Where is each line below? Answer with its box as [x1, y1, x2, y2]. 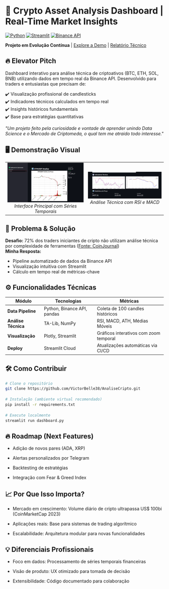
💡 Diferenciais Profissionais [5, 545, 94, 554]
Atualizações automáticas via [97, 342, 157, 348]
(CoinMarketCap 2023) [12, 511, 61, 517]
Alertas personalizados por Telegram [12, 455, 90, 461]
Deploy [7, 345, 23, 351]
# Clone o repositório [5, 381, 53, 386]
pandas [43, 311, 59, 317]
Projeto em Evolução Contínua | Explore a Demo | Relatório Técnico [5, 42, 147, 48]
